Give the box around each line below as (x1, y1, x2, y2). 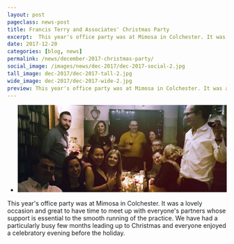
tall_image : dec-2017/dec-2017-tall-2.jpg (7, 70, 132, 77)
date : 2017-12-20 (7, 40, 58, 48)
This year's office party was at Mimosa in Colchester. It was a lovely (7, 199, 203, 208)
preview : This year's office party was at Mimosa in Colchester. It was (7, 84, 223, 92)
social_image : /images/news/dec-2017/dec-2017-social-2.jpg (7, 63, 186, 70)
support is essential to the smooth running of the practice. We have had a (7, 214, 218, 222)
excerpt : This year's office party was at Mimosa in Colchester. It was (7, 33, 226, 40)
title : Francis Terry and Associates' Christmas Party (7, 26, 170, 33)
